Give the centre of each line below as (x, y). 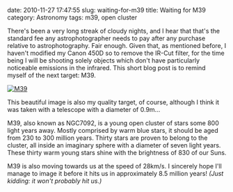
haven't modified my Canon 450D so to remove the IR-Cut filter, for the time (116, 53)
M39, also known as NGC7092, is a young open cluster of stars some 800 (113, 123)
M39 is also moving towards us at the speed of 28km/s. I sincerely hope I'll (115, 166)
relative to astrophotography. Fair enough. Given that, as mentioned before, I (117, 46)
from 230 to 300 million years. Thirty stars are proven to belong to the (107, 138)
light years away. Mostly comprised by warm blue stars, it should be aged (113, 130)
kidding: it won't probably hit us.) (55, 181)
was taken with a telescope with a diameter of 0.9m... (84, 110)
